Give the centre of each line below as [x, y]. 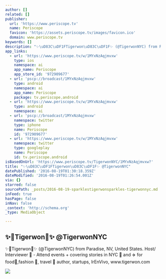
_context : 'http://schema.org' [37, 208]
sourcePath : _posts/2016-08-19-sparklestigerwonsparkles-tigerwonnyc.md [82, 189]
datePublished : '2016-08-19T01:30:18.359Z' [51, 171]
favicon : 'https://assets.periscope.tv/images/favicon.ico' [73, 33]
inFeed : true [19, 194]
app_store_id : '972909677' [42, 74]
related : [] [17, 14]
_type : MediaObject [25, 213]
